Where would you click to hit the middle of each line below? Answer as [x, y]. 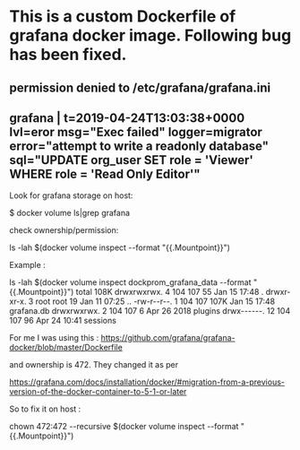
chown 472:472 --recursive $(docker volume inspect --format [124, 427]
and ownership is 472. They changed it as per [94, 365]
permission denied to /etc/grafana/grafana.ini [140, 87]
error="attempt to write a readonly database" [139, 146]
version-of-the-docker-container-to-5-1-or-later [98, 392]
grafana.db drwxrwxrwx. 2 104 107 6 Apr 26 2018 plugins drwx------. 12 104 [150, 311]
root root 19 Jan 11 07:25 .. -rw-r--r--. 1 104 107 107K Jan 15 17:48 [155, 301]
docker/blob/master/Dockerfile [66, 348]
